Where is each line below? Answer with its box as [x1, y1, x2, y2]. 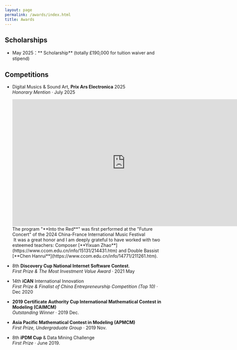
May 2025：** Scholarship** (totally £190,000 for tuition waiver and [12, 50, 155, 56]
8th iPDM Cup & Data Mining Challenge [12, 335, 95, 340]
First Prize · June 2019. [12, 340, 60, 346]
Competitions [5, 70, 49, 79]
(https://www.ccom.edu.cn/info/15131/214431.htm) [12, 247, 118, 253]
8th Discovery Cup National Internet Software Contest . [12, 263, 130, 269]
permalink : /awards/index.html [5, 12, 71, 17]
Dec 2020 [12, 289, 33, 295]
